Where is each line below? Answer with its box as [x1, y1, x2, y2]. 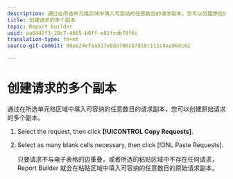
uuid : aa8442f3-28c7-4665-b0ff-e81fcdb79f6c [7, 29, 138, 37]
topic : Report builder [7, 23, 73, 30]
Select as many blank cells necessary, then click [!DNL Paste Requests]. [17, 140, 224, 149]
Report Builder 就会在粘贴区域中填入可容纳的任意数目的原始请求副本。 [17, 164, 218, 172]
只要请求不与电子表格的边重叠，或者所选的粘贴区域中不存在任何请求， [17, 155, 218, 163]
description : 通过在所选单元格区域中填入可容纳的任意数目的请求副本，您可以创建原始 [7, 10, 223, 17]
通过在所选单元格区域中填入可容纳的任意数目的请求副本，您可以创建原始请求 [7, 105, 226, 113]
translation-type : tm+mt [7, 36, 79, 43]
